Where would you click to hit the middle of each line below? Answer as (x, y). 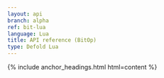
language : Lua (28, 34)
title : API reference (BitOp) (52, 40)
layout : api (25, 14)
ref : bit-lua (27, 27)
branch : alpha (28, 21)
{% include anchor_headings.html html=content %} (82, 67)
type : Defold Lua (33, 47)
